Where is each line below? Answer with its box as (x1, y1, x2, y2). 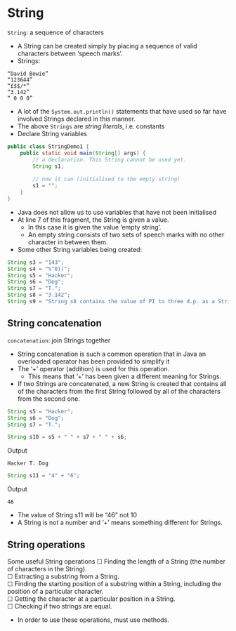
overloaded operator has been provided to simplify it (17, 357, 170, 366)
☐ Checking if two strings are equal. (7, 602, 112, 610)
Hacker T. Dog (7, 460, 49, 467)
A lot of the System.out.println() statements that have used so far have (17, 107, 227, 115)
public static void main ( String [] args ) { (20, 150, 146, 157)
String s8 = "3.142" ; (7, 291, 71, 299)
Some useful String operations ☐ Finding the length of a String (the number (7, 557, 226, 566)
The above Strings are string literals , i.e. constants (17, 121, 165, 131)
